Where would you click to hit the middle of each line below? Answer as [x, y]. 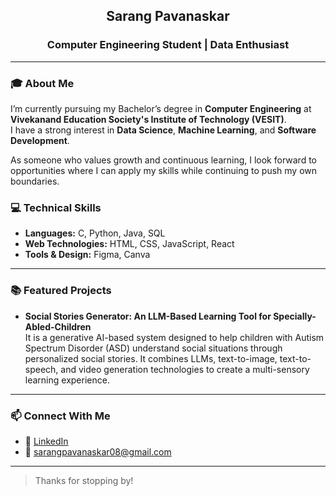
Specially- [295, 316]
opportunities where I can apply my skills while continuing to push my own [163, 170]
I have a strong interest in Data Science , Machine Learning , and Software [163, 130]
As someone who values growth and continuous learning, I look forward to [163, 160]
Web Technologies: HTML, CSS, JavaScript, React [129, 244]
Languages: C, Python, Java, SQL [95, 233]
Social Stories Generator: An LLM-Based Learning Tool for [148, 316]
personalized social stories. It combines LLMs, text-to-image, [151, 358]
